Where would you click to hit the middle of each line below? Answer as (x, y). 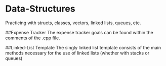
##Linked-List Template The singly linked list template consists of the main (83, 47)
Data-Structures (40, 9)
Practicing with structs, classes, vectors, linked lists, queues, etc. (73, 23)
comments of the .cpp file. (33, 38)
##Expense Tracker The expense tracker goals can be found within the (79, 32)
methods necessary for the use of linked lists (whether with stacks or (77, 53)
